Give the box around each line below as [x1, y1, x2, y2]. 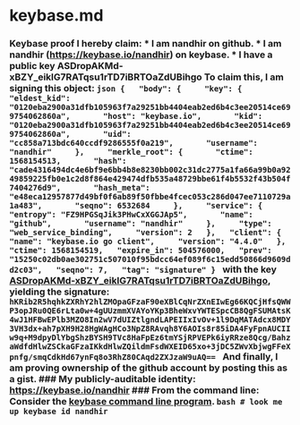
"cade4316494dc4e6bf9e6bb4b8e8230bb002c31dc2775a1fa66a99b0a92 [9, 165, 291, 175]
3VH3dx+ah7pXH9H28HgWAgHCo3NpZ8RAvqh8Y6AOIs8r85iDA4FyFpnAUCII [9, 324, 291, 334]
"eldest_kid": [9, 93, 71, 104]
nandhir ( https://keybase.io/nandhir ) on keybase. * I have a [9, 48, 273, 61]
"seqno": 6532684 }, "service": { [74, 200, 263, 211]
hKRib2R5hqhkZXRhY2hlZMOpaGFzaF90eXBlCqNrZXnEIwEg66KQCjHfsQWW [9, 297, 291, 307]
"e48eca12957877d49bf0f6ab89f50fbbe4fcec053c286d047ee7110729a [9, 191, 291, 202]
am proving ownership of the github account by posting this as [9, 361, 288, 374]
